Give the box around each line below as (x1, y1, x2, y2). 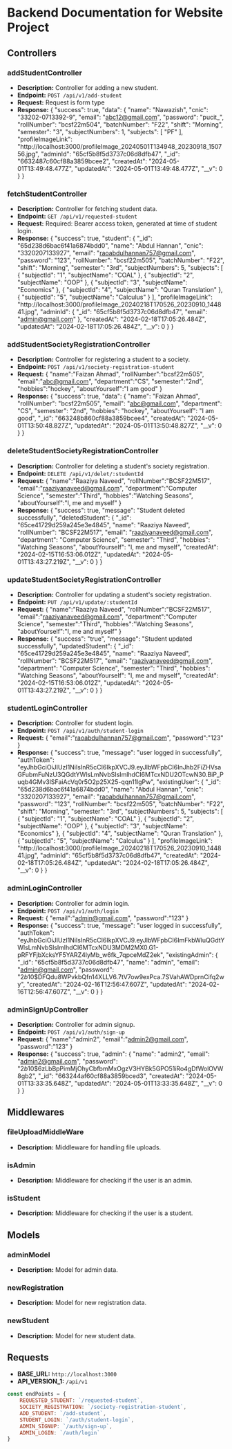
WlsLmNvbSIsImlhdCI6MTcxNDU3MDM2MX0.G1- (17, 943, 159, 951)
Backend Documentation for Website (7, 5, 223, 21)
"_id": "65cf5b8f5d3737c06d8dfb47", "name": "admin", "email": (17, 958, 200, 966)
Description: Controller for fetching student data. (17, 205, 157, 213)
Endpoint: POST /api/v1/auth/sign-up (17, 1028, 126, 1036)
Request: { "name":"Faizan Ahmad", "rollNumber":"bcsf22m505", (17, 370, 204, 379)
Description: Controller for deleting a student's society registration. (17, 462, 210, 470)
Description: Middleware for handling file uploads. (17, 1143, 162, 1151)
